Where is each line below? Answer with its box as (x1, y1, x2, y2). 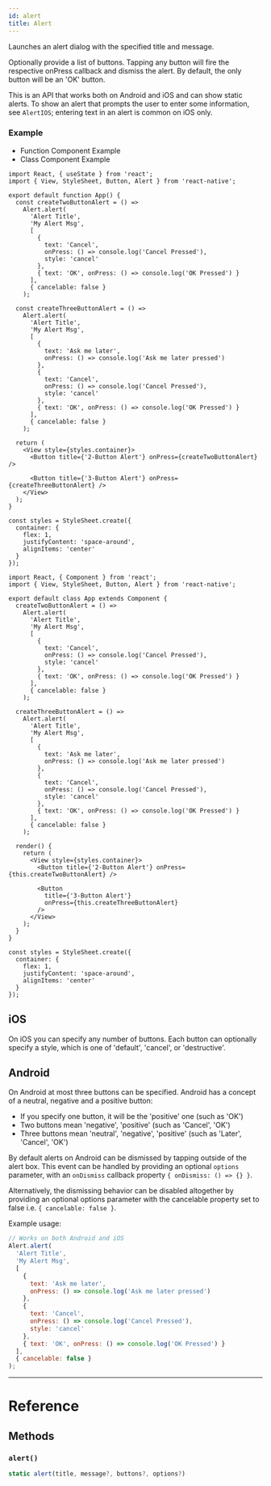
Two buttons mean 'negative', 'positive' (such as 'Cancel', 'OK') (19, 1121, 231, 1130)
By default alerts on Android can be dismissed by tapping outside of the (8, 1153, 248, 1163)
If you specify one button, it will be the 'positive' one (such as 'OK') (19, 1112, 244, 1121)
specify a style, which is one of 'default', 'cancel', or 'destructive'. (8, 1042, 226, 1052)
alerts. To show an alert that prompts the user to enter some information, (8, 99, 250, 108)
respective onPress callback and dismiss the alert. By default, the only (8, 65, 242, 75)
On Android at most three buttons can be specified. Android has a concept (8, 1087, 256, 1097)
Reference (8, 1397, 79, 1416)
